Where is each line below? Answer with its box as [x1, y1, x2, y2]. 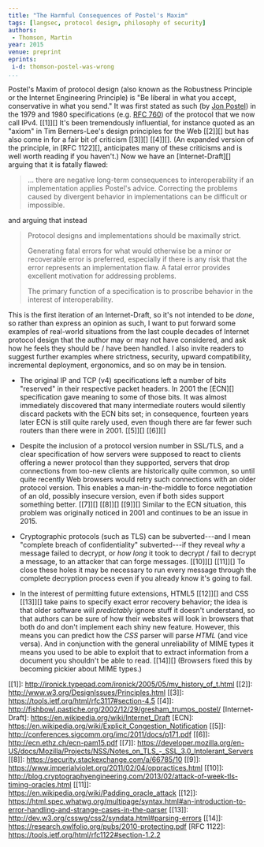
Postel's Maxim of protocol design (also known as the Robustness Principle [8, 84, 252, 94]
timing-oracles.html [8, 779, 72, 789]
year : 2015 [8, 41, 44, 49]
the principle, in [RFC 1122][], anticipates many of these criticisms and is [8, 143, 243, 152]
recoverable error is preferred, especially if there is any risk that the [27, 254, 247, 264]
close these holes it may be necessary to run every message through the [19, 565, 257, 574]
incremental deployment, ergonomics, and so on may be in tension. [8, 360, 227, 370]
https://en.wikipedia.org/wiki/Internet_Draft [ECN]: [30, 712, 195, 722]
